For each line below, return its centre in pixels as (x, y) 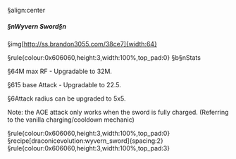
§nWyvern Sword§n (37, 26)
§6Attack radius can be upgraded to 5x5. (67, 98)
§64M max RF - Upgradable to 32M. (60, 71)
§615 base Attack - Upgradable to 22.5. (64, 84)
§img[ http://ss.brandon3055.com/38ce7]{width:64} (82, 44)
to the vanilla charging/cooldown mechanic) (71, 120)
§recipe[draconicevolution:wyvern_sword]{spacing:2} (85, 141)
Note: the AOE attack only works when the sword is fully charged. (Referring (118, 112)
